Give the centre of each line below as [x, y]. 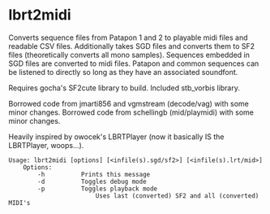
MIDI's [19, 203]
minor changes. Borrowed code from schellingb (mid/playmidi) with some [131, 112]
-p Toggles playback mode [98, 189]
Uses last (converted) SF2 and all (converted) [177, 196]
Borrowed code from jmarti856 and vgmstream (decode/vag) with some [129, 103]
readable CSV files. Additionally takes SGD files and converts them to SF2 [132, 46]
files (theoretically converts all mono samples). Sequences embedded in [129, 55]
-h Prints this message [94, 174]
